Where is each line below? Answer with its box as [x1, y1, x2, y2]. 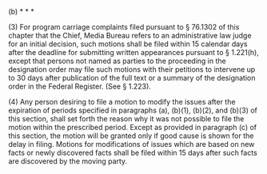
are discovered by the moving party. [8, 156, 128, 166]
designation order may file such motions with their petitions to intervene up [8, 65, 256, 74]
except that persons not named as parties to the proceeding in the [8, 56, 226, 65]
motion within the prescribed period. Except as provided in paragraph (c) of [8, 123, 257, 132]
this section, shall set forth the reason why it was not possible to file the [8, 114, 245, 123]
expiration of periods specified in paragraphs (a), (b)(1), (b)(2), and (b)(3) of [8, 105, 257, 115]
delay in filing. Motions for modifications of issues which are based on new [8, 140, 255, 148]
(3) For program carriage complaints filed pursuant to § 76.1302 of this [8, 22, 240, 31]
